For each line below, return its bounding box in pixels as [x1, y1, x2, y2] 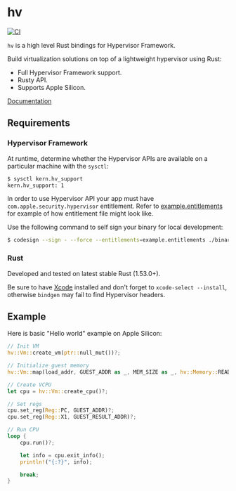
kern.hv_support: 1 [7, 182, 65, 189]
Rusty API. [17, 75, 48, 84]
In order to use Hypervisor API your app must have [7, 195, 155, 203]
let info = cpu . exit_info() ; [20, 452, 105, 459]
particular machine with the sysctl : [7, 162, 109, 170]
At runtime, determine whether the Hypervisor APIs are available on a [7, 154, 209, 162]
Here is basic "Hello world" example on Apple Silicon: [7, 329, 162, 338]
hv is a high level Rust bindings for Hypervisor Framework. [7, 41, 176, 49]
